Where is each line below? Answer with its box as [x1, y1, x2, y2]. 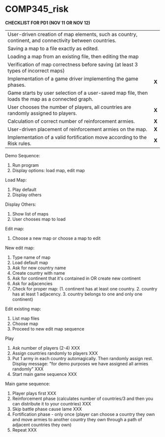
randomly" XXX [12, 366, 44, 372]
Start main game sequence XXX [12, 371, 77, 377]
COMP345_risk [5, 3, 69, 15]
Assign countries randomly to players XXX [12, 350, 98, 356]
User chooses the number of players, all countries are [7, 104, 132, 110]
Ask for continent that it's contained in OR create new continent [12, 275, 141, 281]
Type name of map [12, 254, 51, 260]
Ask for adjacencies [12, 280, 53, 287]
